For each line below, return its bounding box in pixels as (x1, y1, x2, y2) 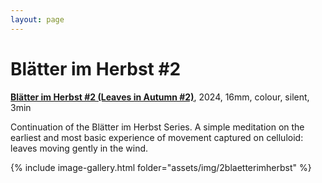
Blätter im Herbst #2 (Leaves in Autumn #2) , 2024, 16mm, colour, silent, (10, 91, 310, 103)
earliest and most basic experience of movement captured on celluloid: (10, 131, 304, 143)
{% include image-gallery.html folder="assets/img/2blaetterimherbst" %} (10, 161, 312, 173)
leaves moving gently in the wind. (10, 142, 149, 154)
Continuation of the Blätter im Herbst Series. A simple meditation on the (10, 121, 305, 133)
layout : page (10, 14, 65, 25)
